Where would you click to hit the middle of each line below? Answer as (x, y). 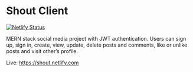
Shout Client (37, 11)
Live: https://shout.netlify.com (42, 63)
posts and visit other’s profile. (42, 51)
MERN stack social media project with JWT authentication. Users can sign (96, 38)
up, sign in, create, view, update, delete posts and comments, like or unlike (97, 45)
